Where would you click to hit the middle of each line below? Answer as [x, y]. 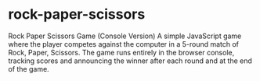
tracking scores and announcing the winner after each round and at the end [130, 61]
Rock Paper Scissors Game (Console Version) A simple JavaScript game [125, 36]
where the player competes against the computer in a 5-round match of [124, 44]
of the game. [29, 69]
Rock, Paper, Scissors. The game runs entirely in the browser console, [121, 52]
